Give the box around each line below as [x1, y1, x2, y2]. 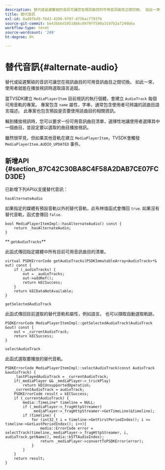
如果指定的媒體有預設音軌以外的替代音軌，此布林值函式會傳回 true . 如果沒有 [5, 205, 160, 211]
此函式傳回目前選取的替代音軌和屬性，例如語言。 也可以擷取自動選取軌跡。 [5, 311, 157, 316]
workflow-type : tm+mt [5, 26, 50, 31]
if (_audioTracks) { [14, 267, 56, 272]
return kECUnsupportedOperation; [23, 382, 91, 388]
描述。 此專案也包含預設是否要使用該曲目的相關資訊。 [9, 108, 118, 114]
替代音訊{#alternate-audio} [5, 62, 119, 73]
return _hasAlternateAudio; [14, 225, 71, 230]
